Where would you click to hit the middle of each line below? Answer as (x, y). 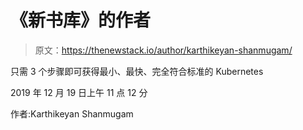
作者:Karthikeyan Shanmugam (72, 113)
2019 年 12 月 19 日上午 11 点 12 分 (79, 92)
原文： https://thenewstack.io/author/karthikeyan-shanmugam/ (163, 50)
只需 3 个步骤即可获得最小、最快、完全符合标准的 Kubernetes (137, 71)
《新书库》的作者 (81, 20)
